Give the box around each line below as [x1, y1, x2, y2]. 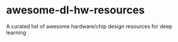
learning [6, 29, 27, 36]
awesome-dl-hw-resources [6, 3, 145, 17]
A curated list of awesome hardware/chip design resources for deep [6, 23, 173, 30]
